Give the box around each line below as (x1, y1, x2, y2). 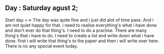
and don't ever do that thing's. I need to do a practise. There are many (5, 27, 147, 33)
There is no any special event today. (5, 43, 79, 49)
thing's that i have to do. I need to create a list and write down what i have (5, 32, 155, 38)
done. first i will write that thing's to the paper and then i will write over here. (5, 38, 160, 44)
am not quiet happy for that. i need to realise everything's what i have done (5, 22, 157, 28)
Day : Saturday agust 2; (5, 4, 79, 12)
